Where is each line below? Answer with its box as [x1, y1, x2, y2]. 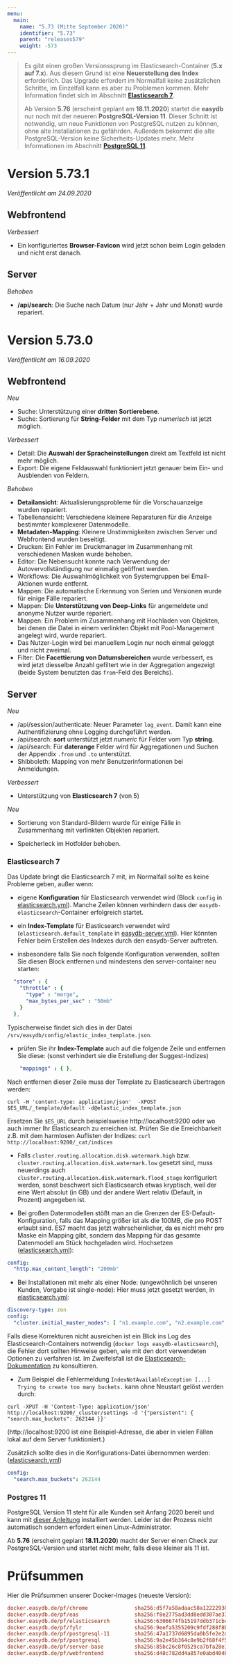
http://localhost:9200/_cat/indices [7, 1139, 113, 1146]
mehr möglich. [17, 456, 59, 465]
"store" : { [13, 978, 49, 985]
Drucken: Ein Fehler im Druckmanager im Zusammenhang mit [17, 543, 193, 551]
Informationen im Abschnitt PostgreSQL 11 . [24, 142, 148, 150]
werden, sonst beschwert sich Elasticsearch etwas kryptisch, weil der [17, 1181, 217, 1189]
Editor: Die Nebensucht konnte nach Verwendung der [17, 557, 171, 566]
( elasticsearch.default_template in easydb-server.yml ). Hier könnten [17, 929, 218, 938]
